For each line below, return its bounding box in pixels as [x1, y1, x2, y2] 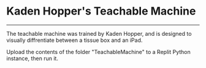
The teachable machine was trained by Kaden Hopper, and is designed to [6, 30, 192, 37]
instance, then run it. [6, 55, 58, 62]
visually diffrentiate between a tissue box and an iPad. [6, 36, 143, 44]
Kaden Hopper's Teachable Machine [6, 4, 196, 18]
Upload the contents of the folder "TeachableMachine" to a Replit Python [6, 48, 191, 55]
